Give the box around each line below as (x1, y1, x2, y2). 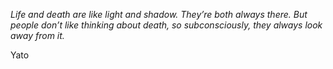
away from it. (10, 30, 65, 41)
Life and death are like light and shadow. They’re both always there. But (10, 9, 308, 20)
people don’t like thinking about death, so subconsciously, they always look (10, 19, 323, 31)
